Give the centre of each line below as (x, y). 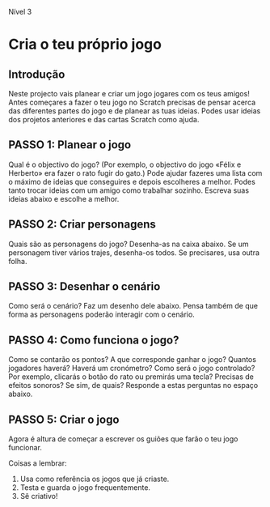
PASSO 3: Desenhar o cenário (84, 287)
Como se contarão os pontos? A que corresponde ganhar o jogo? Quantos (133, 360)
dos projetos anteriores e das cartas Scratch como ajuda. (104, 119)
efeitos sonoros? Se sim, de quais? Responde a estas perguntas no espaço (133, 386)
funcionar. (25, 448)
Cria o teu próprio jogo (85, 45)
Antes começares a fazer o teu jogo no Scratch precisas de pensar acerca (132, 102)
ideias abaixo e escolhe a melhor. (64, 198)
